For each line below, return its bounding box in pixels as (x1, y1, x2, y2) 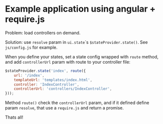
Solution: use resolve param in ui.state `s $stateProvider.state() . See (5, 39, 148, 45)
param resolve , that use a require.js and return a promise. (5, 105, 124, 111)
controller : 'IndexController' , (14, 82, 79, 87)
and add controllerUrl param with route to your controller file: (5, 59, 130, 65)
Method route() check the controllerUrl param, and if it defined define (5, 100, 149, 106)
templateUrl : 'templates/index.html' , (14, 77, 92, 82)
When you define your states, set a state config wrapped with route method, (5, 53, 159, 59)
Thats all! (5, 114, 23, 120)
